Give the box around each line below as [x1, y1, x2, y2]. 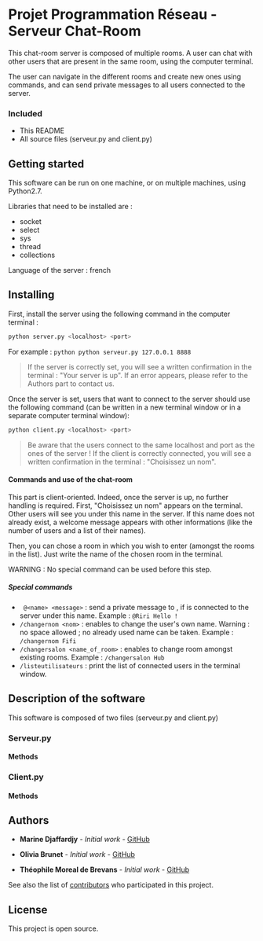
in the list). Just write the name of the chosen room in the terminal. [8, 549, 224, 559]
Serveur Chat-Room [8, 22, 141, 40]
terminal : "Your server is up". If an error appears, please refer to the [27, 370, 249, 380]
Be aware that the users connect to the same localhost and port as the [27, 440, 255, 450]
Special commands [8, 583, 73, 592]
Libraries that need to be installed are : [8, 202, 133, 211]
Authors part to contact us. [27, 379, 115, 388]
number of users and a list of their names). [8, 525, 147, 535]
